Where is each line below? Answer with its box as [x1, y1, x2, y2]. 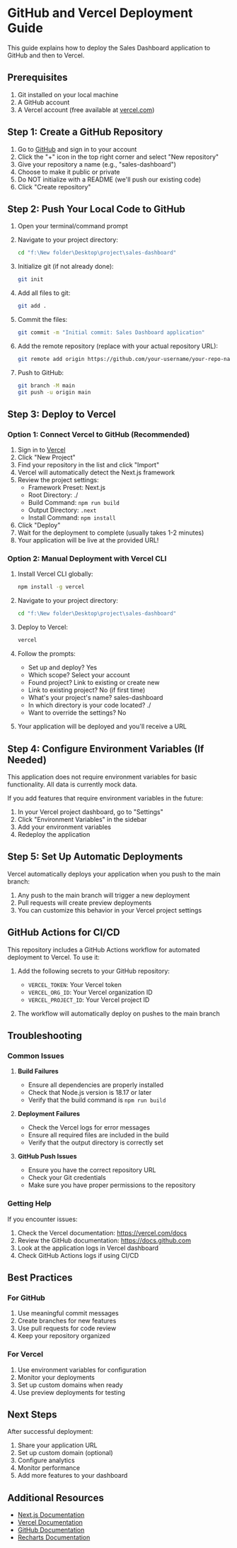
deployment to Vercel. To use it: [7, 952, 100, 962]
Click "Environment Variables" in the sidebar [17, 815, 147, 823]
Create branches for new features [17, 1317, 117, 1325]
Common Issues [7, 1051, 65, 1061]
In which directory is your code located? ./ [28, 701, 151, 710]
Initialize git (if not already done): [17, 262, 115, 271]
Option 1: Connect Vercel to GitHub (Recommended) [7, 429, 190, 439]
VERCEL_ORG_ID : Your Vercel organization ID [28, 988, 154, 996]
